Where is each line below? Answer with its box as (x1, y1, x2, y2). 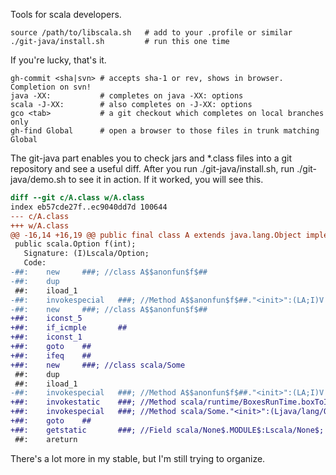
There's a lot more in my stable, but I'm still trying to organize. (10, 452, 266, 464)
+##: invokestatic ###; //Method (10, 397, 177, 408)
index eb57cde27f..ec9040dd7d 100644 (10, 202, 168, 212)
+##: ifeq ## (10, 350, 92, 361)
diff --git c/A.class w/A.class (10, 193, 145, 203)
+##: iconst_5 (10, 314, 83, 324)
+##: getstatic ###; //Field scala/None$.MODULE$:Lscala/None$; (10, 425, 325, 435)
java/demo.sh (10, 174, 67, 185)
